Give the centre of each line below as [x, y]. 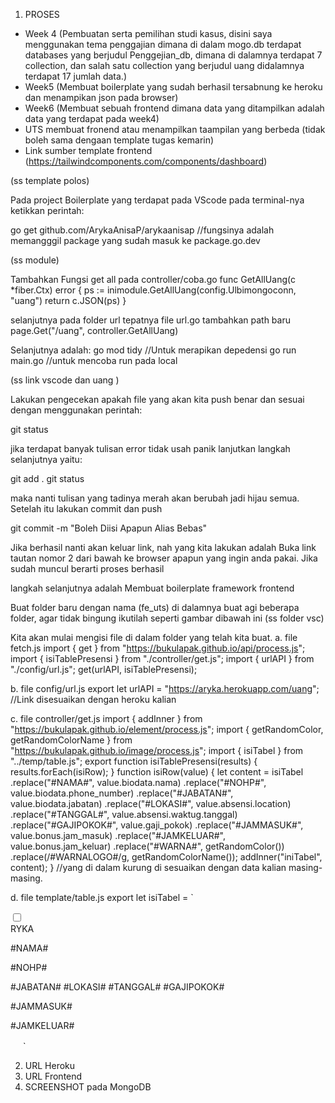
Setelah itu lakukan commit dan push [86, 508]
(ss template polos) [50, 180]
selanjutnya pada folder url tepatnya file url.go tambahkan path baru [150, 320]
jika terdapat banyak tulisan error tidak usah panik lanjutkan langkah [150, 448]
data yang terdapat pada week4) [92, 118]
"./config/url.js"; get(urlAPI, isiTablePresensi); [104, 669]
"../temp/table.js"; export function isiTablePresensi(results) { [134, 761]
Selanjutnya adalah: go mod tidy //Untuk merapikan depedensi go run [153, 350]
